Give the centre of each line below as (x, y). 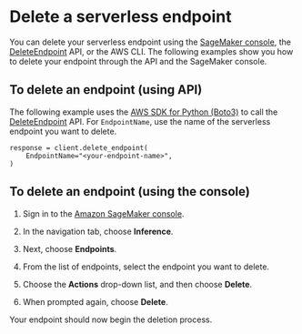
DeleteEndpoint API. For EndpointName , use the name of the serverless (140, 121)
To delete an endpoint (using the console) (130, 192)
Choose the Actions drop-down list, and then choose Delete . (137, 284)
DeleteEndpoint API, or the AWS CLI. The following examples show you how (151, 51)
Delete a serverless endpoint (121, 17)
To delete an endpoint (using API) (106, 90)
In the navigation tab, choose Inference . (98, 231)
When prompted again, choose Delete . (95, 301)
